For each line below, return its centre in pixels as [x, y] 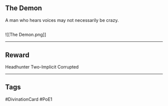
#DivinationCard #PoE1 [29, 99]
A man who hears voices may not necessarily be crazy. [62, 20]
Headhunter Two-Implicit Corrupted [42, 67]
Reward [17, 55]
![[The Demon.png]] [26, 35]
